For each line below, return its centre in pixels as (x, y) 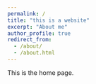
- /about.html (34, 53)
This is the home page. (41, 72)
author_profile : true (39, 33)
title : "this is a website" (49, 20)
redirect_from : (30, 40)
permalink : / (26, 14)
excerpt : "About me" (38, 27)
